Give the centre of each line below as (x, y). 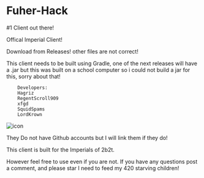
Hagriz (26, 93)
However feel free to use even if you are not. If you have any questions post (102, 161)
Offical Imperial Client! (35, 39)
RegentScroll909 (38, 98)
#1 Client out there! (30, 28)
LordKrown (30, 114)
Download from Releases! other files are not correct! (73, 51)
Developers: (32, 87)
